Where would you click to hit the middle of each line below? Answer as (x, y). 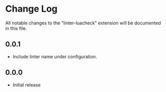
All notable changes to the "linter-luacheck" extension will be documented (83, 23)
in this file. (16, 28)
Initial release (26, 85)
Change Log (31, 9)
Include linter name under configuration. (55, 56)
